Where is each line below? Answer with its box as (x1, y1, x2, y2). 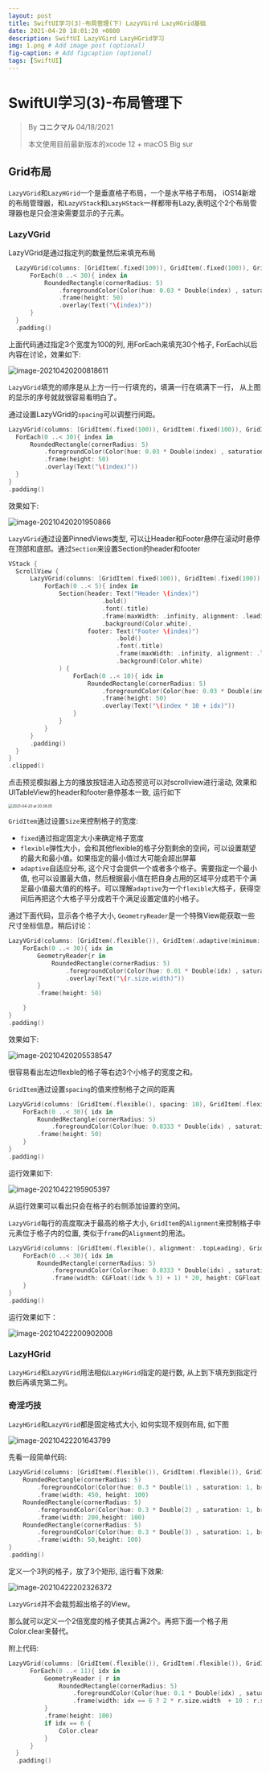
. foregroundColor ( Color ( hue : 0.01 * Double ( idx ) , (65, 967, 239, 975)
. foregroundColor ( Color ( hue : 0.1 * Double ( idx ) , (72, 1689, 243, 1697)
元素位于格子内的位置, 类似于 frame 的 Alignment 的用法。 (8, 1228, 190, 1238)
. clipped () (8, 762, 45, 770)
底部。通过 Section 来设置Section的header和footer (35, 543, 201, 553)
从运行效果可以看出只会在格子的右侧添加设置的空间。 (8, 1201, 185, 1210)
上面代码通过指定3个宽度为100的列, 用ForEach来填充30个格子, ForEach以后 (8, 339, 258, 349)
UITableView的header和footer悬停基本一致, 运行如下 (8, 787, 182, 797)
